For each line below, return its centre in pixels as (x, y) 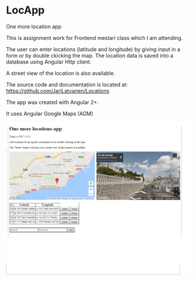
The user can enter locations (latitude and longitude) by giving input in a (93, 49)
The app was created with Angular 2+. (53, 102)
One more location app (34, 26)
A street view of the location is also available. (61, 73)
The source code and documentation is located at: (67, 84)
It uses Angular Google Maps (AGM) (50, 113)
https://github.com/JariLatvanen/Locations (58, 91)
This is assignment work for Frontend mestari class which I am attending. (94, 38)
